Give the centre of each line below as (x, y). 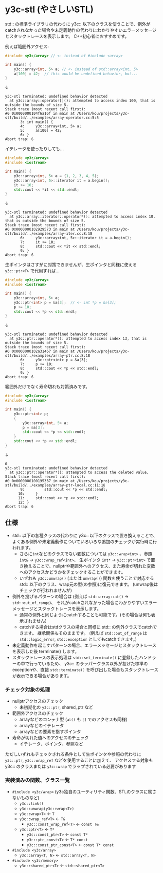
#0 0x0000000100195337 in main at (40, 481)
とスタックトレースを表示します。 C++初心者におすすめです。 (67, 36)
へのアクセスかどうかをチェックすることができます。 (72, 572)
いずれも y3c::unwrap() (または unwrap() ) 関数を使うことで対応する (87, 578)
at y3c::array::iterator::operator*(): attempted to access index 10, (82, 217)
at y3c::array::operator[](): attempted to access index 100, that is (82, 101)
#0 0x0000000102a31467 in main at (40, 351)
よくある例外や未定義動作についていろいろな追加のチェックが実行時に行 (84, 541)
